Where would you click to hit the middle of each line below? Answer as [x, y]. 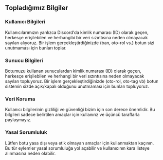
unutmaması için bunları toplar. [36, 48]
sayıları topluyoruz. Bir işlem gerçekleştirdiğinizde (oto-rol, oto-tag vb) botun [82, 81]
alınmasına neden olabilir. [30, 153]
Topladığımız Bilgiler [37, 8]
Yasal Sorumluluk [26, 132]
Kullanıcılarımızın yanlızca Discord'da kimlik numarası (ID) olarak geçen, [77, 32]
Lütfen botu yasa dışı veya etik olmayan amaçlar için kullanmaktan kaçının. [80, 143]
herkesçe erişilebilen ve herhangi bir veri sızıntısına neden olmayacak [75, 76]
